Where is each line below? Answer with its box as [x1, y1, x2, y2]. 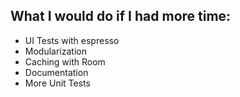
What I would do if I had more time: [10, 8, 232, 25]
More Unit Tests [24, 77, 91, 89]
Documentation [24, 66, 89, 78]
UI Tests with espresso [24, 34, 120, 46]
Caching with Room [24, 55, 106, 68]
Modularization [24, 45, 87, 57]
